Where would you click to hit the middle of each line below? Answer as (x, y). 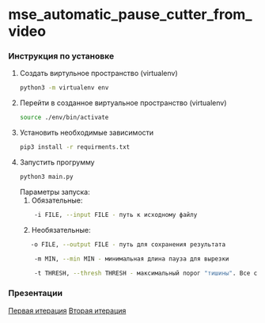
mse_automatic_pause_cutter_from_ (130, 15)
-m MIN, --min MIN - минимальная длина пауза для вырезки (132, 259)
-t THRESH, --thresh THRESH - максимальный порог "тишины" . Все (142, 273)
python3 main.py (46, 177)
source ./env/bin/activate (64, 118)
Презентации (36, 293)
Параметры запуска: (55, 192)
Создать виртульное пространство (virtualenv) (98, 74)
